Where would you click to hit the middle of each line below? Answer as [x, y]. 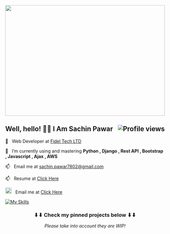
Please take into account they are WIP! [85, 226]
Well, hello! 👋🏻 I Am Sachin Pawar [59, 129]
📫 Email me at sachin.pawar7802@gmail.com [54, 166]
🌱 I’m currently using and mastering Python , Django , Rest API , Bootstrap [84, 151]
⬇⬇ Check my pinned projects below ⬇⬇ [85, 215]
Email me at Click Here [39, 192]
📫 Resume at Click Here [32, 178]
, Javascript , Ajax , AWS [31, 156]
